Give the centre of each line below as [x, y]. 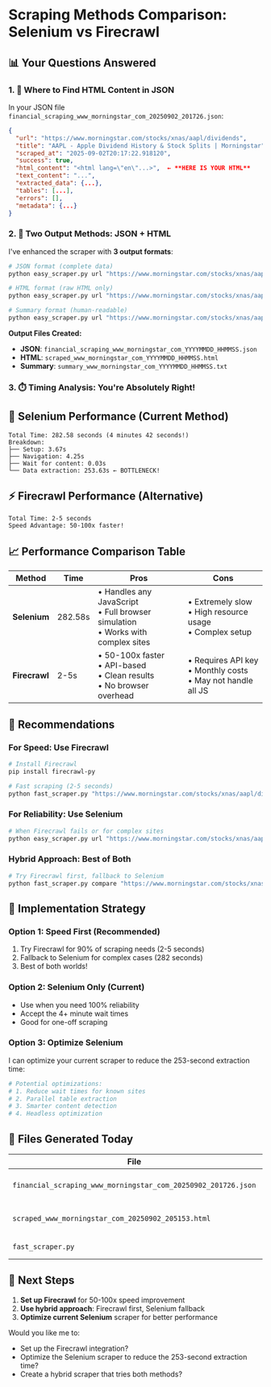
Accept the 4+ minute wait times [74, 1013]
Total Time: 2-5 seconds [50, 519]
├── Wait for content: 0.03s [57, 463]
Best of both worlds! [54, 967]
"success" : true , [45, 161]
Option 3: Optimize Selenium [66, 1042]
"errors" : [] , [39, 198]
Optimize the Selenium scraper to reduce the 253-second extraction [133, 1356]
